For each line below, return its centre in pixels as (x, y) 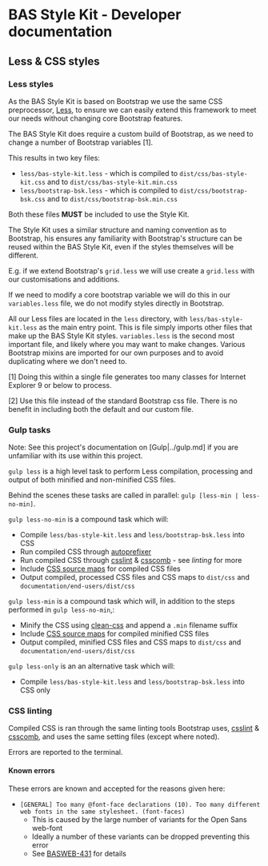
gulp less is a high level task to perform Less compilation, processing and (131, 471)
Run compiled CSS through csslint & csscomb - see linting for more (131, 561)
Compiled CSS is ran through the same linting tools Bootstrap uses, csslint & (134, 728)
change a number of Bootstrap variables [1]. (81, 142)
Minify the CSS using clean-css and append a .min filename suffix (129, 625)
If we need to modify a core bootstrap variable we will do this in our (119, 294)
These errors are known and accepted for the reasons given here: (117, 788)
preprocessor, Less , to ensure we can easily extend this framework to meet (132, 110)
